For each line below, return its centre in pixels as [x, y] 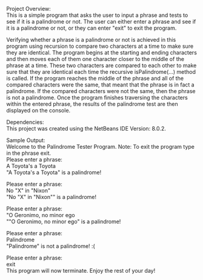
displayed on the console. [38, 110]
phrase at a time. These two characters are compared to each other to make [101, 65]
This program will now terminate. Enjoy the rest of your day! [81, 271]
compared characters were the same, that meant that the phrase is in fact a [101, 85]
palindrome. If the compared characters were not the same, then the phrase [101, 91]
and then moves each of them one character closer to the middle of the [95, 59]
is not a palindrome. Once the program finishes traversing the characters [97, 97]
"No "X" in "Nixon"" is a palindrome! [52, 197]
